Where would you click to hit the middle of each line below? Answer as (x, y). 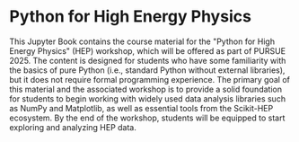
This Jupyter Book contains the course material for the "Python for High (142, 41)
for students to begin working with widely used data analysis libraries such (147, 98)
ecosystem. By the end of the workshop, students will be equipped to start (147, 118)
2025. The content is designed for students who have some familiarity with (148, 60)
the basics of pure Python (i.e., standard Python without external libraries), (147, 70)
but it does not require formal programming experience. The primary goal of (149, 79)
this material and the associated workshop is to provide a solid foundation (146, 89)
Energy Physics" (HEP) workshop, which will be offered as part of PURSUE (147, 50)
